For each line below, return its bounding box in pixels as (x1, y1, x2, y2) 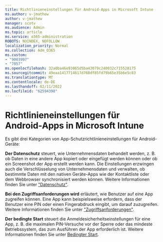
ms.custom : (5, 52, 27, 57)
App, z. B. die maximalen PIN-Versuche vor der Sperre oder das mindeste (5, 221, 153, 227)
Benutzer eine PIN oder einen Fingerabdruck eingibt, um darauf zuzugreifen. (5, 202, 159, 207)
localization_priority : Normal (5, 43, 69, 48)
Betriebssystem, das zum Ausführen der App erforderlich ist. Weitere (5, 226, 144, 232)
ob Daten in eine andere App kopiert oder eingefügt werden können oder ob (5, 156, 158, 162)
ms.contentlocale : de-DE (5, 79, 55, 84)
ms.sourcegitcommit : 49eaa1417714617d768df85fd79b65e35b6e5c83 (5, 71, 136, 75)
